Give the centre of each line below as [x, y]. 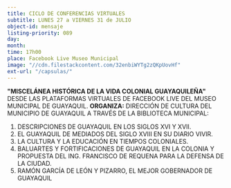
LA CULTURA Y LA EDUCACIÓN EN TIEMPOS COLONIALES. [103, 141]
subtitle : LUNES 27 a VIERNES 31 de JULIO [69, 20]
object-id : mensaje [35, 26]
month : [17, 46]
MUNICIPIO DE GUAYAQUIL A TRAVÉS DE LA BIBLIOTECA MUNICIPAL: [108, 113]
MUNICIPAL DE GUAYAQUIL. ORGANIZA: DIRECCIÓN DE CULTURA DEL [110, 106]
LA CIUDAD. [34, 163]
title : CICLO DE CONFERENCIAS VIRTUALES [66, 13]
